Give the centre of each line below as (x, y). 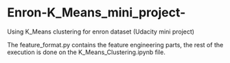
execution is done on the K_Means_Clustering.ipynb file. (87, 52)
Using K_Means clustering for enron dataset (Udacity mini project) (101, 32)
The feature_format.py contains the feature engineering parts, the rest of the (115, 45)
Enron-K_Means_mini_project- (96, 13)
